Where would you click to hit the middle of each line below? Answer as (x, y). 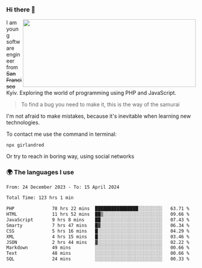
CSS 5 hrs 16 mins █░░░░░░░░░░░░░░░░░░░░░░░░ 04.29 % (98, 231)
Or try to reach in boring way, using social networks (70, 156)
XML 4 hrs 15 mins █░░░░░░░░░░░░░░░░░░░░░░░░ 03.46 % (98, 237)
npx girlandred (25, 145)
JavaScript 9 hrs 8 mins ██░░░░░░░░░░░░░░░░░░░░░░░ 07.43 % (98, 220)
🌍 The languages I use (40, 172)
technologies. (23, 123)
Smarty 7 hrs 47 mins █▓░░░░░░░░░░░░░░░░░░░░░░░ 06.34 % (98, 225)
